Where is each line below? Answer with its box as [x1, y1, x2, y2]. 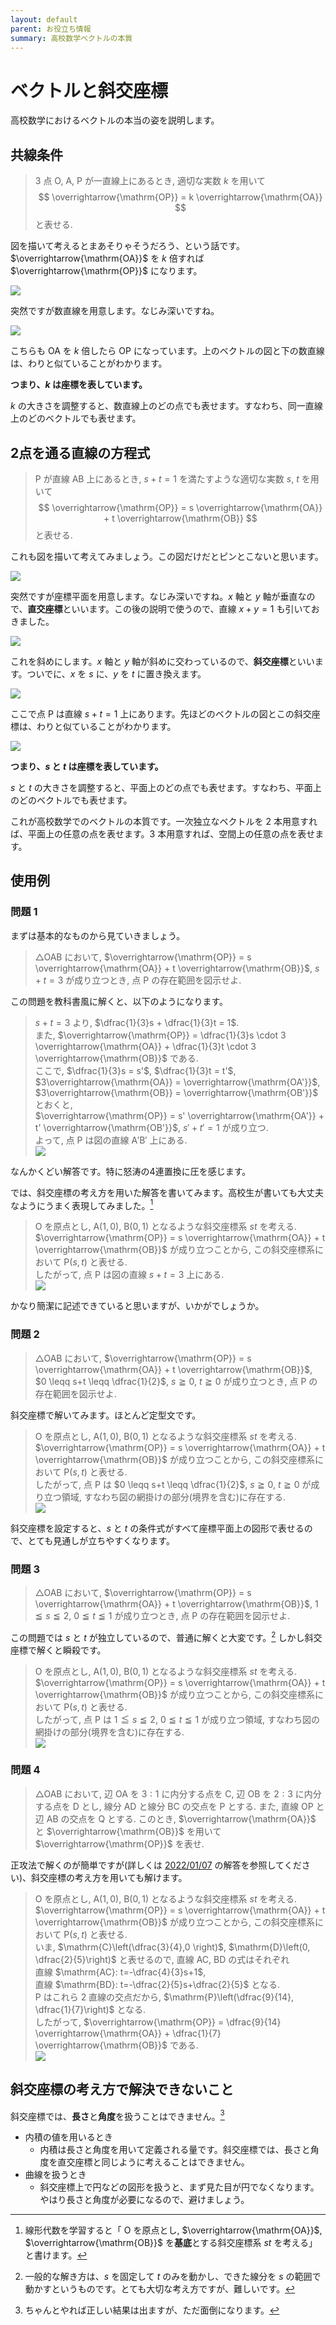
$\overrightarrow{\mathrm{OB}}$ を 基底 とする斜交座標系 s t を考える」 [24, 2237, 318, 2249]
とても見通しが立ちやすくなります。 [27, 1534, 175, 1546]
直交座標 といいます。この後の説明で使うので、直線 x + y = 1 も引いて [27, 602, 312, 615]
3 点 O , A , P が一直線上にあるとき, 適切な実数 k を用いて [34, 175, 267, 187]
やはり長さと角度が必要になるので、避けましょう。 [39, 2194, 250, 2206]
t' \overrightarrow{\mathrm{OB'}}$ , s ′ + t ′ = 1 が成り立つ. [34, 1121, 269, 1133]
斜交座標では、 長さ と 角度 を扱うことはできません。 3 [10, 2108, 225, 2122]
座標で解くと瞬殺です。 [10, 1644, 107, 1656]
